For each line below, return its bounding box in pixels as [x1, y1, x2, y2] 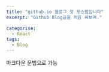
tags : [6, 37, 20, 43]
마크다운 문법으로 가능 [6, 59, 58, 66]
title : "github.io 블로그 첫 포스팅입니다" [6, 8, 104, 15]
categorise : [6, 25, 36, 31]
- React [11, 31, 31, 37]
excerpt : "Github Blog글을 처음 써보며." [6, 14, 102, 20]
